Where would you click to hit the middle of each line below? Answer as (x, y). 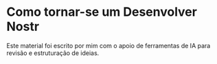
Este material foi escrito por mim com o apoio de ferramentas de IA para (108, 45)
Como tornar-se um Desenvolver (102, 12)
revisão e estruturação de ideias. (53, 53)
